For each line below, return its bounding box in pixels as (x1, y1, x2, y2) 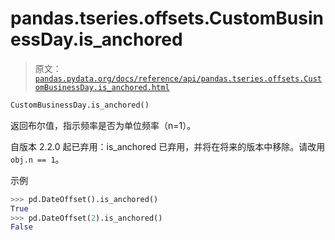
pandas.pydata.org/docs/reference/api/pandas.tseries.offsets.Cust (34, 73, 322, 84)
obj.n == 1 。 (10, 153, 65, 165)
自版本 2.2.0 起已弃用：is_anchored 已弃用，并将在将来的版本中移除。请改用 (10, 140, 326, 152)
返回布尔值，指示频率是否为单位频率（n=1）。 (10, 119, 197, 131)
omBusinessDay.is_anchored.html (34, 82, 170, 92)
